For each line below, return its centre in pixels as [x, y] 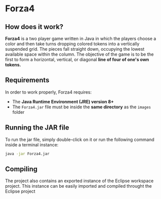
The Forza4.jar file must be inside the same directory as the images [81, 107]
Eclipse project [20, 191]
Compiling [21, 169]
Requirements [27, 80]
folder [18, 112]
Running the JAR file [37, 128]
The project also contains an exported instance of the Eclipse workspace [80, 181]
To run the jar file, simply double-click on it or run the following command [80, 139]
